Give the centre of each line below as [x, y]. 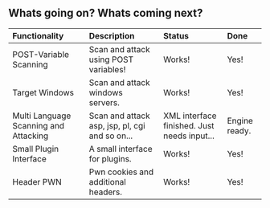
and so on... [111, 136]
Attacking [31, 136]
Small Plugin [36, 149]
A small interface [121, 149]
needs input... [189, 136]
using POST [111, 59]
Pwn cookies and [121, 172]
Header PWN [37, 181]
